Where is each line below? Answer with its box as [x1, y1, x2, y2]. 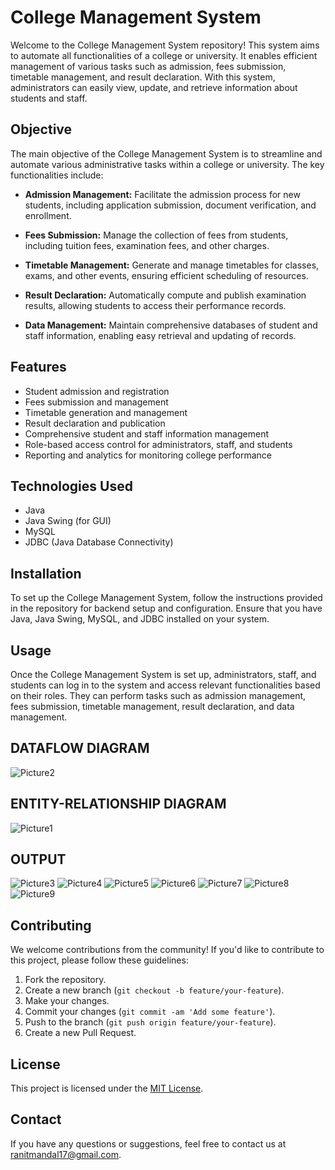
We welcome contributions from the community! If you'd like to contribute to [10, 944, 325, 956]
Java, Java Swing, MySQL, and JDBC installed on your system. [10, 613, 270, 625]
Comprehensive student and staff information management [24, 427, 270, 440]
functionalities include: [10, 169, 104, 181]
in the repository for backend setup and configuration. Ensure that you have [10, 602, 323, 615]
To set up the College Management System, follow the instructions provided [10, 592, 323, 604]
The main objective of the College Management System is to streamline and [10, 147, 323, 160]
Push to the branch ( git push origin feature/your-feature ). [24, 1016, 277, 1028]
